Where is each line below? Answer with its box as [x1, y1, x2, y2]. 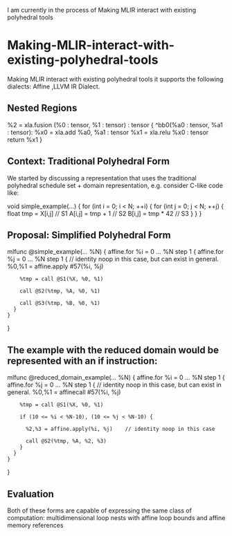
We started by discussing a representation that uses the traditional [7, 174, 197, 182]
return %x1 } [7, 135, 43, 144]
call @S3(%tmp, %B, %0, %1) [19, 300, 100, 307]
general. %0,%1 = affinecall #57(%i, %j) [7, 388, 121, 396]
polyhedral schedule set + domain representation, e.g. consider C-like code [7, 181, 224, 190]
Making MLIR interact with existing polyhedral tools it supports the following [7, 75, 224, 83]
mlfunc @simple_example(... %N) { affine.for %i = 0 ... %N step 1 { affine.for [7, 248, 224, 256]
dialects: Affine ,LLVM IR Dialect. [7, 82, 100, 91]
